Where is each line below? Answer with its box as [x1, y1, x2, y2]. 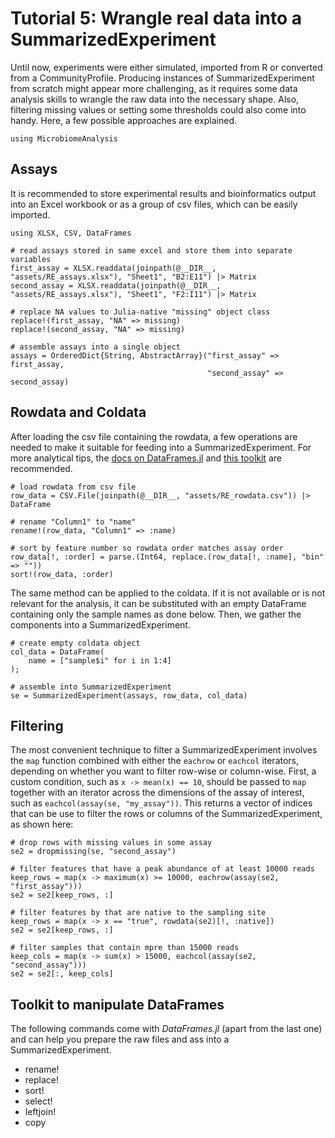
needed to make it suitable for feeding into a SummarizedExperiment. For [10, 441, 312, 453]
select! [24, 1095, 53, 1107]
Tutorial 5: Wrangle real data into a [10, 7, 302, 30]
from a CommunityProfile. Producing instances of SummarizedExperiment [10, 72, 315, 84]
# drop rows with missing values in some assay [10, 838, 213, 848]
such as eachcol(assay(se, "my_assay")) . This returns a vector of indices [10, 797, 313, 809]
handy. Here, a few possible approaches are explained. [10, 114, 238, 126]
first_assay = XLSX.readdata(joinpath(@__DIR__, [10, 263, 217, 273]
